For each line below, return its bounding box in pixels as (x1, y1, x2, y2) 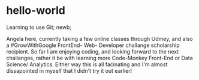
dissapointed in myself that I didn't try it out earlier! (6, 67, 132, 74)
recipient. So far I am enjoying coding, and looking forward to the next (6, 48, 179, 55)
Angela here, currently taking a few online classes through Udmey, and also (6, 35, 193, 42)
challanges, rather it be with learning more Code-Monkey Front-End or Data (6, 54, 193, 61)
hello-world (6, 4, 66, 17)
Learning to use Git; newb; (6, 23, 72, 31)
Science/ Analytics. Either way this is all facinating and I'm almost (6, 61, 168, 68)
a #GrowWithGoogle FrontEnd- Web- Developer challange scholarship (6, 42, 180, 49)
